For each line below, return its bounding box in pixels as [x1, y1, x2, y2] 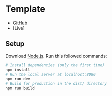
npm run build [5, 86, 35, 91]
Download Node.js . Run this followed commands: [5, 53, 107, 59]
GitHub [12, 20, 28, 26]
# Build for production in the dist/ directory [5, 81, 107, 86]
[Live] [12, 25, 25, 31]
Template [5, 3, 45, 15]
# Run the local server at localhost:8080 [5, 72, 96, 77]
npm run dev [5, 76, 30, 82]
